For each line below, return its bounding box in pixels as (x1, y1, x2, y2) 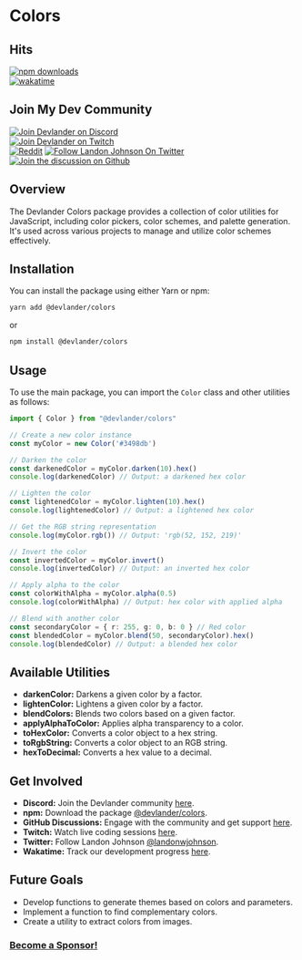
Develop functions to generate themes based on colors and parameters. (22, 896, 294, 907)
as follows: (9, 397, 50, 407)
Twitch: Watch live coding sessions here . (22, 827, 178, 837)
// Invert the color (9, 547, 88, 556)
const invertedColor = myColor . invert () (9, 555, 166, 565)
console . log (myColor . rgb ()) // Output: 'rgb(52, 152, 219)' (9, 531, 243, 540)
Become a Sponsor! (9, 938, 98, 951)
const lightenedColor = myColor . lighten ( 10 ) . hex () (9, 498, 206, 507)
